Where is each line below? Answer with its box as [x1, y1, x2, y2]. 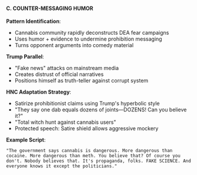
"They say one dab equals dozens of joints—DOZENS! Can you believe [14, 106, 187, 113]
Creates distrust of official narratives [14, 71, 104, 78]
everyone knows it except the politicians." [6, 163, 117, 169]
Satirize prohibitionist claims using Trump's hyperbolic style [14, 100, 160, 107]
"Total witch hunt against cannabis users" [14, 118, 116, 126]
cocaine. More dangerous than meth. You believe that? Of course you [6, 153, 181, 159]
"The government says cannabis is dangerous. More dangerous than [6, 148, 173, 154]
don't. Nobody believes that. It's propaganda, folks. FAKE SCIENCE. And [6, 158, 192, 164]
